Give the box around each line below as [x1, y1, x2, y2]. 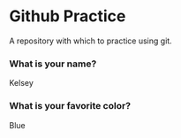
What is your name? [9, 57, 97, 70]
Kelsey [9, 78, 34, 88]
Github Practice [9, 6, 126, 27]
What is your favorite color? [9, 100, 131, 112]
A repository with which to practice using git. [9, 35, 172, 46]
